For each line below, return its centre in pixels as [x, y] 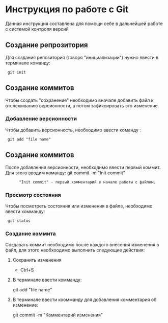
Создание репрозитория [47, 45]
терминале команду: [28, 63]
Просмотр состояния [33, 195]
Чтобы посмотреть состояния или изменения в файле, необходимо [79, 206]
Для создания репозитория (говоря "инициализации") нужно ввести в [82, 57]
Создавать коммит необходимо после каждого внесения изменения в [82, 245]
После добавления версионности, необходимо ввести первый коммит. [83, 167]
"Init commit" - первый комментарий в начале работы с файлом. [87, 182]
